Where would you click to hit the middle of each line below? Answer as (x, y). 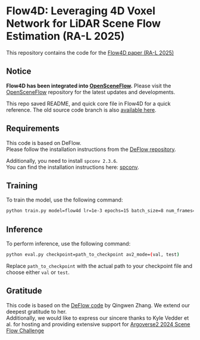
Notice (19, 72)
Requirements (33, 129)
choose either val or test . (38, 272)
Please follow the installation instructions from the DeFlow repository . (91, 149)
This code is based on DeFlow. (44, 143)
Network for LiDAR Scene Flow (84, 23)
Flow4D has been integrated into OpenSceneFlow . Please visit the (89, 86)
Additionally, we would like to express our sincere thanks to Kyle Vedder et (98, 318)
